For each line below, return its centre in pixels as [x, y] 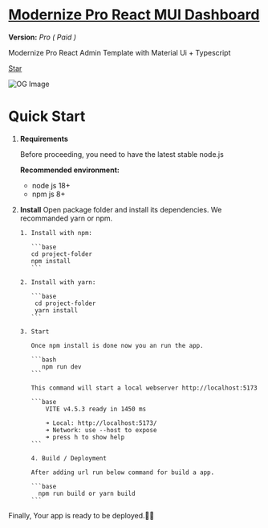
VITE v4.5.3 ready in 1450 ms [96, 409]
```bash [44, 360]
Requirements [44, 138]
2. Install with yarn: [58, 282]
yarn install [57, 310]
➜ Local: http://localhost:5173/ [101, 423]
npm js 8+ [49, 194]
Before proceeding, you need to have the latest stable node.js [122, 154]
